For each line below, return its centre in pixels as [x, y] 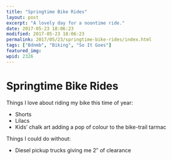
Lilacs [22, 120]
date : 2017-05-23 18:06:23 [40, 28]
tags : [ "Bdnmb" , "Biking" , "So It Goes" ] [59, 46]
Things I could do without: [38, 138]
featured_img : [24, 51]
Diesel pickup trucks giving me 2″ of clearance [73, 150]
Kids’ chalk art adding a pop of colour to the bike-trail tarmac [91, 127]
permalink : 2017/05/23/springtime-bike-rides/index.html [79, 40]
